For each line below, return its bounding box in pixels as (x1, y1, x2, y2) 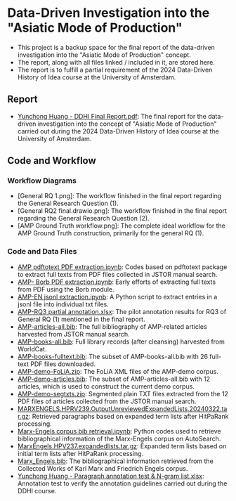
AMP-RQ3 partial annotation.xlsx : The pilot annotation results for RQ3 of (17, 307, 227, 315)
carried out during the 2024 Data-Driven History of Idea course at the (17, 126, 219, 135)
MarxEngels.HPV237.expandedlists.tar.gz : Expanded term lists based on (17, 441, 227, 450)
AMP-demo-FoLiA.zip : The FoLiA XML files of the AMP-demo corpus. (17, 367, 219, 375)
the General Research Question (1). (17, 199, 119, 208)
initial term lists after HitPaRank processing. (17, 449, 144, 457)
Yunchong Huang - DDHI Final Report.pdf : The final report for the (17, 112, 207, 120)
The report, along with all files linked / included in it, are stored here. (17, 58, 216, 66)
